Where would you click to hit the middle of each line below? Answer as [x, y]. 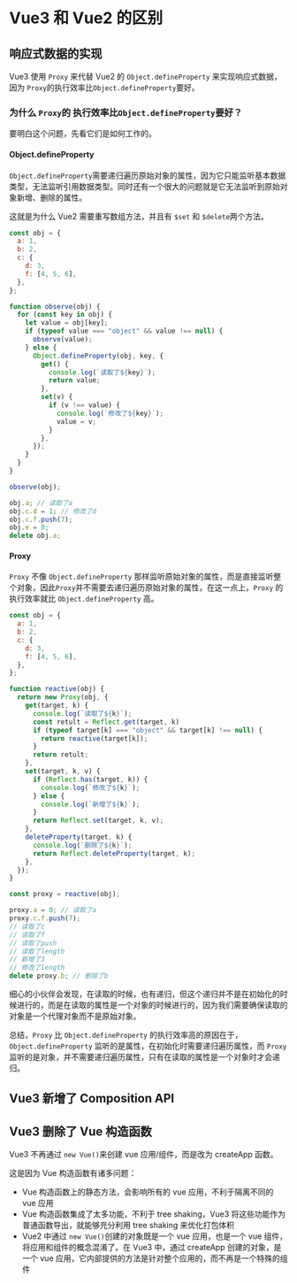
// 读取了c [27, 926]
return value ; [74, 380]
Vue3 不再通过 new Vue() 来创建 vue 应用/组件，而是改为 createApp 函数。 [144, 1155]
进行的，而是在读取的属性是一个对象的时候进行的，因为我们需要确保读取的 [152, 1005]
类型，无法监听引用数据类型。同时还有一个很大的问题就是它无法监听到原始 [145, 186]
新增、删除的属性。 [51, 197]
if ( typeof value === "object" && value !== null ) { [124, 331]
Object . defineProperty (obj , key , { [98, 356]
